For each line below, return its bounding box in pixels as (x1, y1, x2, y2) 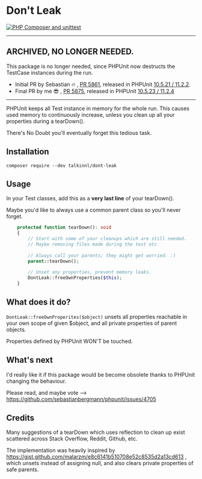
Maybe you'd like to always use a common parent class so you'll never (6, 206, 181, 214)
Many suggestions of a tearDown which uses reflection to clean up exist (6, 428, 185, 436)
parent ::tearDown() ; (28, 258, 79, 264)
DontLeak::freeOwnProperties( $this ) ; (28, 275, 122, 281)
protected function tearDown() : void (17, 224, 112, 230)
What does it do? (6, 297, 71, 307)
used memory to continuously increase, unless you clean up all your (6, 111, 176, 118)
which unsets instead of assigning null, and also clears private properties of (6, 460, 194, 467)
